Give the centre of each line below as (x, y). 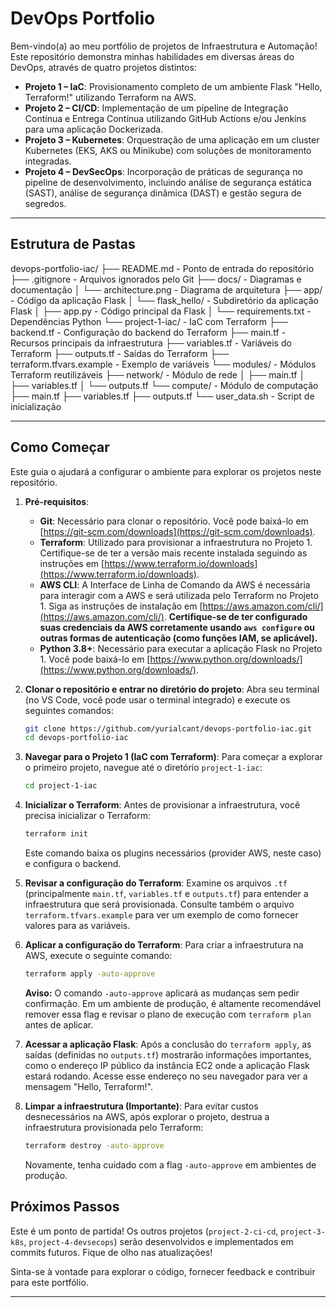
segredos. (45, 203)
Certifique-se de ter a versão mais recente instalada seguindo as (173, 553)
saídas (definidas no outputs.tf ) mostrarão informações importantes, (168, 1054)
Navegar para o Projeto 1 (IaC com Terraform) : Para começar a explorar (173, 757)
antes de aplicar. (59, 1024)
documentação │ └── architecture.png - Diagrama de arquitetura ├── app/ (166, 289)
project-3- (303, 1232)
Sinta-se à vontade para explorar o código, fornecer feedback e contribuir (163, 1271)
